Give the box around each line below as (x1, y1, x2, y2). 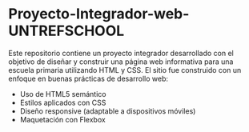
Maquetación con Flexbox (19, 114, 106, 124)
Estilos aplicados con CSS (19, 98, 106, 107)
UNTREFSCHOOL (8, 22, 125, 40)
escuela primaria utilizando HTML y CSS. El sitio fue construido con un (8, 65, 242, 74)
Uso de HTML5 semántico (19, 89, 106, 98)
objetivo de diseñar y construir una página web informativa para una (8, 57, 234, 66)
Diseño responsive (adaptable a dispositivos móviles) (19, 106, 196, 116)
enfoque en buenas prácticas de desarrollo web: (8, 74, 169, 83)
